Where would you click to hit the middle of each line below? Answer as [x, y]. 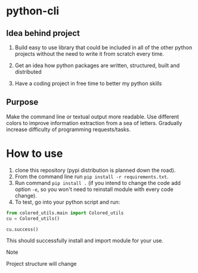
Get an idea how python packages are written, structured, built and [97, 65]
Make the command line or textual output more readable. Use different [93, 116]
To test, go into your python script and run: [67, 202]
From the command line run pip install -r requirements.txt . [92, 176]
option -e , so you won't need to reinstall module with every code [94, 189]
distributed [28, 72]
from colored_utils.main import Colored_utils [65, 213]
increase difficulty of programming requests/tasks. [69, 129]
